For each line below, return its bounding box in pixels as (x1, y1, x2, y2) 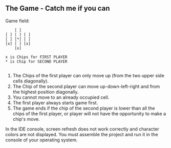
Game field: (5, 17, 30, 24)
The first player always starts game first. (12, 99, 98, 105)
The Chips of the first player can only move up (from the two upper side (12, 72, 165, 78)
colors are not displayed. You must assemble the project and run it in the (5, 131, 158, 137)
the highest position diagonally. (12, 89, 79, 95)
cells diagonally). (12, 78, 49, 84)
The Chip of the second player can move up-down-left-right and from (12, 83, 160, 89)
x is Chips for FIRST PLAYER (5, 54, 68, 59)
